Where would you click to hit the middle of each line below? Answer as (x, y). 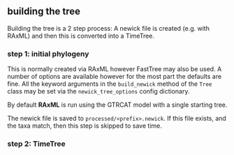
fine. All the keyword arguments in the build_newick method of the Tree (110, 84)
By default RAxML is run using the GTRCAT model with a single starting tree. (117, 105)
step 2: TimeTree (37, 144)
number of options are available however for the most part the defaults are (115, 77)
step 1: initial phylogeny (48, 54)
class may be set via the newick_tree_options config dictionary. (98, 91)
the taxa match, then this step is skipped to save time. (85, 126)
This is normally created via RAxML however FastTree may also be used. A (115, 69)
